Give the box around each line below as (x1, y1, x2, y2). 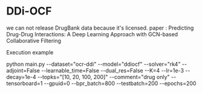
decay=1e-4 (6, 73, 36, 80)
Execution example (6, 48, 54, 56)
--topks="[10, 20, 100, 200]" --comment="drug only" (37, 73, 171, 80)
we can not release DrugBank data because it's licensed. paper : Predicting (6, 24, 194, 31)
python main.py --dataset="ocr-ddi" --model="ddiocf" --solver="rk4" (6, 60, 181, 68)
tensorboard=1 (6, 80, 43, 87)
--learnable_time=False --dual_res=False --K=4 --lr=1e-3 (41, 66, 184, 74)
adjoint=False (6, 66, 41, 74)
